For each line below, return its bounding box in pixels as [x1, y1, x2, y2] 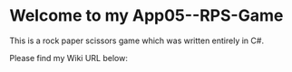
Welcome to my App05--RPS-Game [9, 5, 284, 26]
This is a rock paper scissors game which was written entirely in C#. [9, 35, 265, 46]
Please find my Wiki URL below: [9, 52, 129, 63]
